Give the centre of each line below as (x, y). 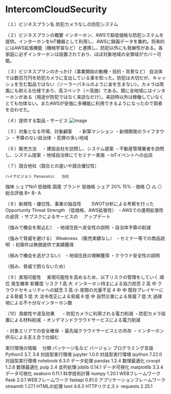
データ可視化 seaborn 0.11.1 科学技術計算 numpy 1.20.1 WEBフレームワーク (83, 373)
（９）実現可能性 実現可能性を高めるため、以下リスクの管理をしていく (82, 277)
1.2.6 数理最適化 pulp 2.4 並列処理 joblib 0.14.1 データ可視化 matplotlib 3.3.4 (84, 367)
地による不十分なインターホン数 (39, 303)
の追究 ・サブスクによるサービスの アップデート (58, 216)
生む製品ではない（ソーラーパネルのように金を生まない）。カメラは (89, 84)
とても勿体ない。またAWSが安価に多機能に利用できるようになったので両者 (84, 103)
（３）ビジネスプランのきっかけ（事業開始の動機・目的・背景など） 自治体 (84, 71)
